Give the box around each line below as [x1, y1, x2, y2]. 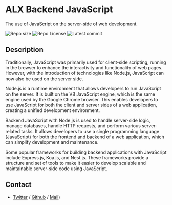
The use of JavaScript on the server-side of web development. [5, 21, 138, 27]
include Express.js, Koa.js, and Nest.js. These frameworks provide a [5, 154, 148, 160]
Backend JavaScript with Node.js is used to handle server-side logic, [5, 117, 151, 123]
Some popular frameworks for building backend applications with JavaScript [5, 149, 167, 155]
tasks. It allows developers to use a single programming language [21, 128, 160, 134]
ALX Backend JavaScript [5, 4, 114, 15]
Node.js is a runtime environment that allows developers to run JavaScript [5, 85, 161, 91]
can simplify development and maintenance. [5, 139, 99, 145]
